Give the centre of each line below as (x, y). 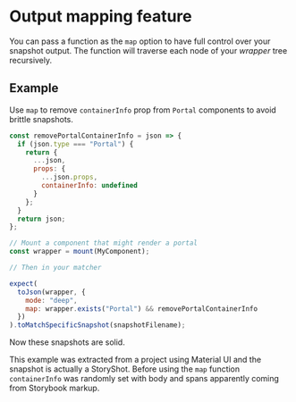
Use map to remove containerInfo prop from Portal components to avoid (143, 110)
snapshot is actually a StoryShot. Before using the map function (125, 369)
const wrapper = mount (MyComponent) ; (80, 252)
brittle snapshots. (42, 119)
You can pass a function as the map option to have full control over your (140, 41)
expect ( (24, 283)
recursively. (31, 60)
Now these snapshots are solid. (67, 342)
